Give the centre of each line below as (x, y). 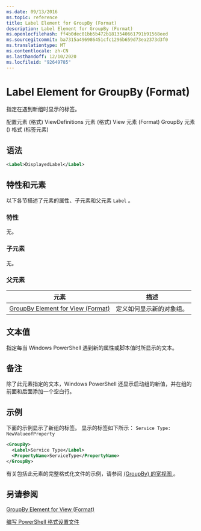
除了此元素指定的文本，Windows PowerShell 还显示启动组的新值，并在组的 (99, 384)
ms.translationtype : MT (36, 46)
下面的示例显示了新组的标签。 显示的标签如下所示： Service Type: (88, 428)
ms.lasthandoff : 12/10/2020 (42, 57)
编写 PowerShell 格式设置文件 (43, 521)
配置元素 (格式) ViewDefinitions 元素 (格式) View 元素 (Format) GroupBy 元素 (101, 122)
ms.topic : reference (32, 17)
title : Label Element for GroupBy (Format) (62, 23)
